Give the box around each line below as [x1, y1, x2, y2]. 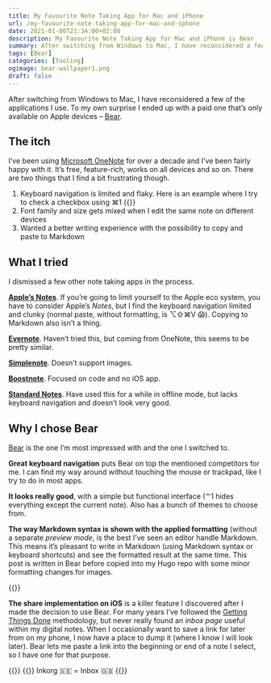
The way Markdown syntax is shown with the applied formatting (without [8, 525, 258, 534]
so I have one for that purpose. [8, 650, 111, 660]
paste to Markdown [19, 232, 85, 242]
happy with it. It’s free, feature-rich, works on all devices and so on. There [8, 165, 254, 175]
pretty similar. [8, 343, 54, 352]
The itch [8, 135, 51, 149]
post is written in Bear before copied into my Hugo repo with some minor [8, 559, 250, 568]
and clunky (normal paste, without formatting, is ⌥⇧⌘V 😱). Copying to [8, 310, 248, 319]
